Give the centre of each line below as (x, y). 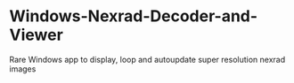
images (23, 69)
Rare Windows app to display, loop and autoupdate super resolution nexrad (147, 59)
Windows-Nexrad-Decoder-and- (134, 16)
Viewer (37, 35)
